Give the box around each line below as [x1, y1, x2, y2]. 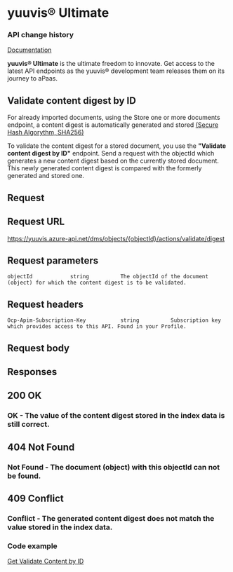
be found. [7, 471, 41, 481]
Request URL [7, 216, 65, 228]
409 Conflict [7, 492, 65, 504]
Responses [7, 366, 58, 378]
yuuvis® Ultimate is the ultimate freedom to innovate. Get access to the [7, 60, 215, 68]
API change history [7, 30, 74, 40]
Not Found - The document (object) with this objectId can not [7, 462, 220, 472]
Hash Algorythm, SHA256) [7, 128, 84, 137]
